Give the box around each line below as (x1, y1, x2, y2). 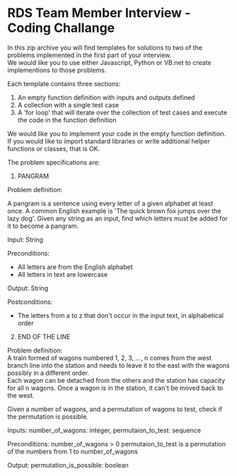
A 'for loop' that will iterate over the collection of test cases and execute (17, 108, 228, 117)
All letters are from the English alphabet (17, 263, 133, 271)
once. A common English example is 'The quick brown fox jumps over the (7, 206, 221, 215)
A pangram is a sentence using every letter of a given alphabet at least (7, 199, 214, 208)
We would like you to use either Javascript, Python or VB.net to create (7, 58, 212, 66)
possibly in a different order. (7, 369, 90, 377)
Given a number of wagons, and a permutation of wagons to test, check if (7, 405, 223, 413)
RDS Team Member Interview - (7, 5, 191, 21)
